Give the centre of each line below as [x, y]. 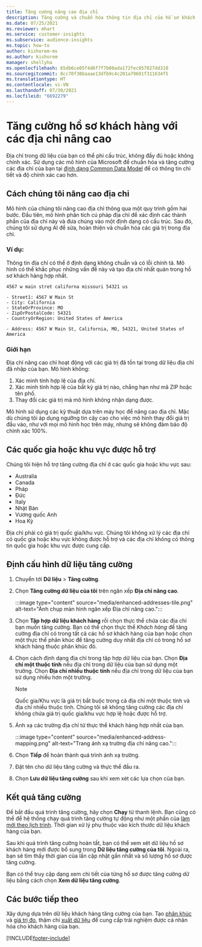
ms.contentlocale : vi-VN [37, 85]
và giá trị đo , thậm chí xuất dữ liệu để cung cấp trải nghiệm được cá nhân [97, 920]
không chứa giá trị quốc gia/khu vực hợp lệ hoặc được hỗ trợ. [91, 713]
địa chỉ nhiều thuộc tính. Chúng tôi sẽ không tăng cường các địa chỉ [99, 707]
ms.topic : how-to [28, 46]
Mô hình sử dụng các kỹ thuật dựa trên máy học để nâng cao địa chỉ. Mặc [98, 412]
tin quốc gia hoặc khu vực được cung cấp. [59, 545]
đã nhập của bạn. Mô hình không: [48, 369]
